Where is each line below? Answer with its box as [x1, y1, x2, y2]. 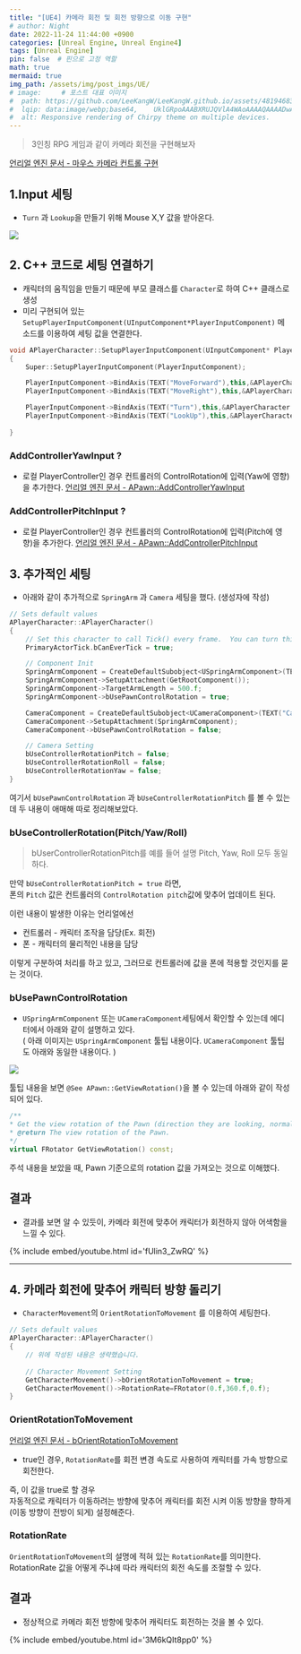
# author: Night [9, 22, 70, 30]
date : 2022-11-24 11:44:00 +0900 [9, 30, 134, 39]
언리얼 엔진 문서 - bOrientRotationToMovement [9, 1434, 178, 1445]
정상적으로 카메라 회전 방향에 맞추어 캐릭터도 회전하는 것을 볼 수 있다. [21, 1616, 264, 1627]
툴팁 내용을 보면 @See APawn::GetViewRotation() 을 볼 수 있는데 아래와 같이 [9, 1082, 273, 1093]
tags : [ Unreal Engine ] [9, 47, 94, 56]
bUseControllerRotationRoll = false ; [25, 758, 167, 767]
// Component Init [25, 659, 94, 668]
